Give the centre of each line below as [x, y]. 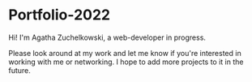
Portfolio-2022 [60, 15]
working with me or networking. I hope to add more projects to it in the [126, 62]
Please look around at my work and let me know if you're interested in [125, 53]
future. [19, 70]
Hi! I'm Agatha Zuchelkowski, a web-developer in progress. [107, 37]
